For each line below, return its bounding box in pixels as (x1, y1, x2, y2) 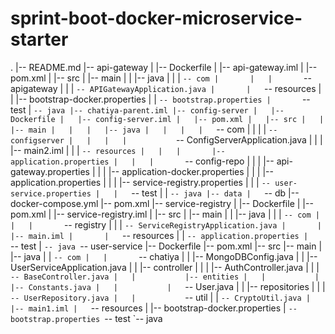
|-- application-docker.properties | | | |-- (108, 165, 274, 177)
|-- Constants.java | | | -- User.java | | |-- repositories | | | (10, 280, 326, 292)
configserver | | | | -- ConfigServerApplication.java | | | (10, 133, 323, 146)
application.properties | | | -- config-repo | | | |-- (10, 155, 275, 167)
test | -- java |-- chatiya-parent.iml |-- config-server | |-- (10, 103, 285, 116)
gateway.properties (10, 165, 90, 177)
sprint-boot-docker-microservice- (10, 7, 303, 30)
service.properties (10, 188, 92, 199)
